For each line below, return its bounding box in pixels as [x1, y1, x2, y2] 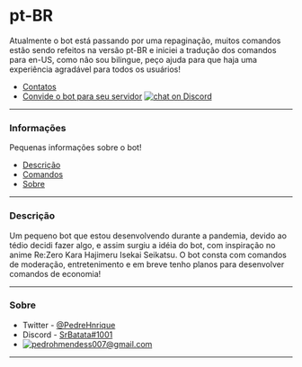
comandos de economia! [9, 268, 102, 279]
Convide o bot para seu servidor [22, 91, 143, 102]
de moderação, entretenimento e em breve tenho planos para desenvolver [9, 258, 285, 270]
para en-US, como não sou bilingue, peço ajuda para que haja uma [9, 54, 258, 65]
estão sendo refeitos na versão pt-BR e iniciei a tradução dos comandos [9, 44, 277, 55]
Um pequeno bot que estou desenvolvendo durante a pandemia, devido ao [9, 230, 288, 241]
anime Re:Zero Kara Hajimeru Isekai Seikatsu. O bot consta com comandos [9, 249, 288, 260]
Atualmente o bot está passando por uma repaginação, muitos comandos [9, 35, 281, 46]
